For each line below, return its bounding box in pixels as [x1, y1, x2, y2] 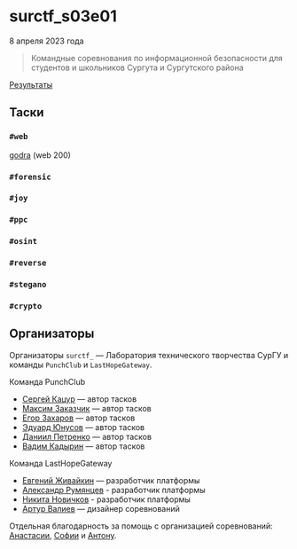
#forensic [9, 171, 51, 182]
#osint [9, 237, 38, 247]
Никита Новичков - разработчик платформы [21, 494, 191, 505]
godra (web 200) [9, 149, 71, 161]
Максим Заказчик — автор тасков [21, 403, 152, 413]
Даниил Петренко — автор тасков [21, 431, 152, 442]
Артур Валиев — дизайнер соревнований [21, 503, 180, 514]
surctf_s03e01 [9, 6, 118, 27]
